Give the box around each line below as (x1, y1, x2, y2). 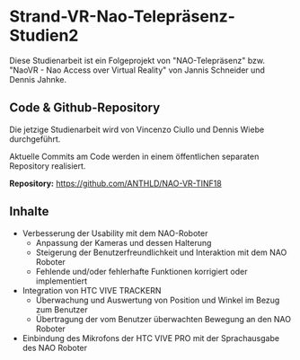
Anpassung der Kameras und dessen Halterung (35, 237, 212, 248)
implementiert (35, 276, 88, 286)
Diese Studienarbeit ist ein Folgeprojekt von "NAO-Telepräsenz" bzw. (9, 55, 265, 66)
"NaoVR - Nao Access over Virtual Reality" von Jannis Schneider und (9, 65, 265, 75)
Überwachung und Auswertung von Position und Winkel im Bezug (35, 294, 280, 305)
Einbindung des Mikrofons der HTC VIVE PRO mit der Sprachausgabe (22, 332, 280, 343)
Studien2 (9, 25, 79, 46)
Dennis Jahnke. (9, 74, 67, 84)
